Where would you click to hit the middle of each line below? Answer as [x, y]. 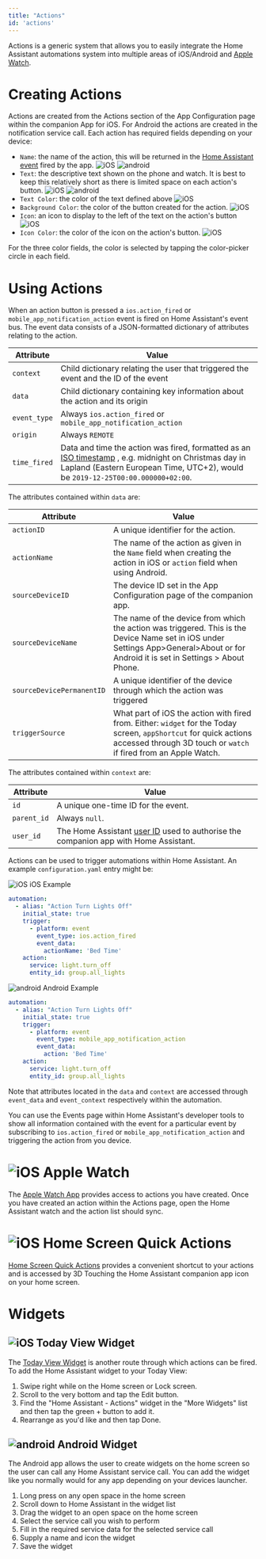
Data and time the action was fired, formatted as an [156, 448]
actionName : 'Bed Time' [83, 951]
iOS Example [50, 885]
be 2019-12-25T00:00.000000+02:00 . [126, 478]
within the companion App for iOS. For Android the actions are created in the [133, 124]
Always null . [80, 819]
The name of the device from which [179, 618]
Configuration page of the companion [183, 595]
